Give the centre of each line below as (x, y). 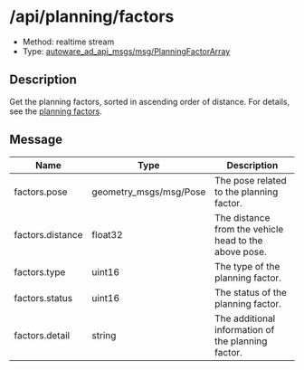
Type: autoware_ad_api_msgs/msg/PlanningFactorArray (126, 51)
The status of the (251, 292)
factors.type (40, 271)
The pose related (250, 180)
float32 (108, 234)
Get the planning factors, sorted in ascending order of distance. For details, (150, 101)
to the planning (246, 192)
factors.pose (41, 192)
